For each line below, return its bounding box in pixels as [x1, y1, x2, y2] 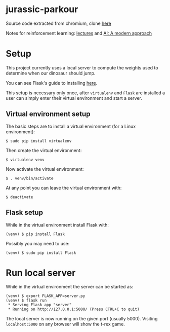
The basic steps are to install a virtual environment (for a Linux [6, 123, 136, 129]
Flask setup [6, 208, 44, 217]
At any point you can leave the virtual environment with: [6, 185, 122, 191]
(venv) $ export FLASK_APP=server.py [6, 293, 86, 299]
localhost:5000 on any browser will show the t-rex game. [6, 321, 125, 327]
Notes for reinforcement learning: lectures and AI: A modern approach [6, 30, 152, 36]
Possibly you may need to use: [6, 240, 70, 246]
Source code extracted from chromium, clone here [6, 20, 111, 26]
